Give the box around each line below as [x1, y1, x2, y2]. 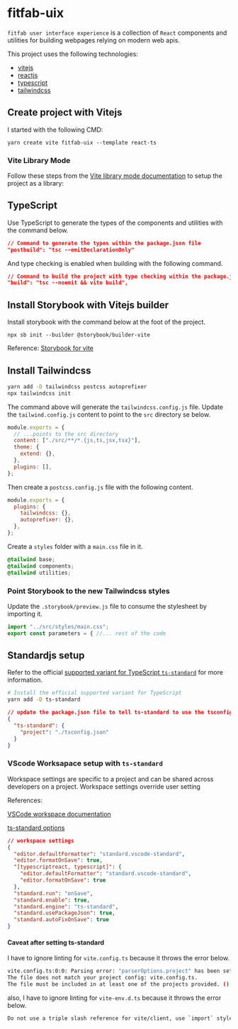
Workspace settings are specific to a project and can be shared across [7, 775, 214, 783]
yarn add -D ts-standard [7, 696, 81, 703]
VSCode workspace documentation [7, 809, 111, 818]
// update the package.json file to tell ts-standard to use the [7, 709, 205, 716]
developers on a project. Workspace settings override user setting [7, 782, 200, 791]
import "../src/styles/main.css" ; [7, 623, 110, 630]
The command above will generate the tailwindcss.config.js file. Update [7, 403, 224, 411]
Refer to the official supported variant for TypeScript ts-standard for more [7, 668, 223, 677]
